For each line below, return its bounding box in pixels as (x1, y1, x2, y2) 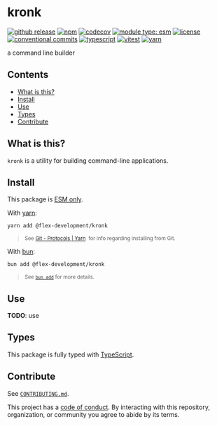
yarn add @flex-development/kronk (7, 222, 108, 229)
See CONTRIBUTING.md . (7, 389, 69, 397)
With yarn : (7, 208, 37, 218)
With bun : (7, 247, 36, 256)
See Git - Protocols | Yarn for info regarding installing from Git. (24, 235, 176, 242)
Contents (7, 69, 49, 81)
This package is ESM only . (7, 195, 83, 204)
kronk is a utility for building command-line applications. (7, 156, 169, 165)
